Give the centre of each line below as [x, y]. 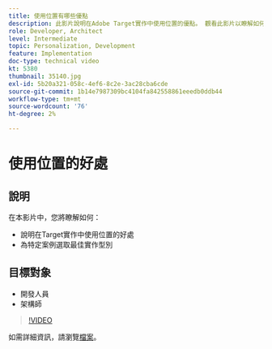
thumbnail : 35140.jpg [45, 76]
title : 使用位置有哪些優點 [49, 16]
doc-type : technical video [54, 62]
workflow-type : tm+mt [45, 99]
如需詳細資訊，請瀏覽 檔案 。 [55, 337]
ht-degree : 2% [32, 114]
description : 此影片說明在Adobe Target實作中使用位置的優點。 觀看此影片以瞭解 [131, 24]
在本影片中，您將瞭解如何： [55, 217]
